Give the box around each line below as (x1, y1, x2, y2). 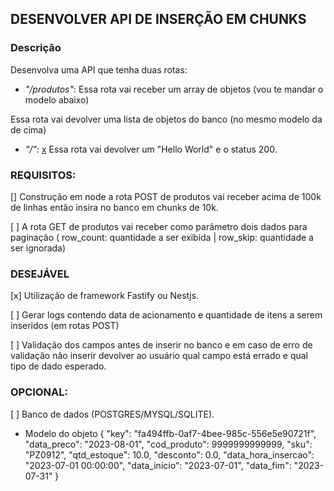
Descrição (10, 41, 62, 55)
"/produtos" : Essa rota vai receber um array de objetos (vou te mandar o (24, 83, 324, 95)
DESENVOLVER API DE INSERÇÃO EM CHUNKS (10, 11, 307, 28)
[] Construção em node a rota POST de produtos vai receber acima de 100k (10, 190, 322, 202)
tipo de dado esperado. (10, 360, 107, 372)
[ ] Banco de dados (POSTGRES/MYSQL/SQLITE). (10, 408, 215, 420)
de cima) (10, 123, 47, 136)
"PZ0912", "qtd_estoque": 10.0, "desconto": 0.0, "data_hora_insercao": (24, 448, 315, 461)
